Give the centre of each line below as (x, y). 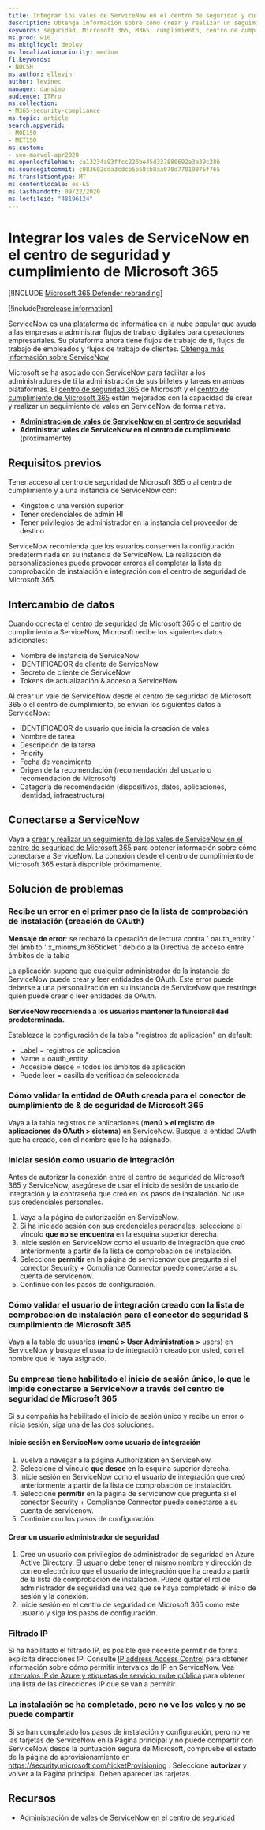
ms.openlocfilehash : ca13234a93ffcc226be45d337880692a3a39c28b (114, 163)
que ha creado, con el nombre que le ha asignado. (90, 1139)
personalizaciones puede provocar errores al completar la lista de (115, 563)
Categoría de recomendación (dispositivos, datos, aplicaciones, (123, 787)
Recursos (32, 1799)
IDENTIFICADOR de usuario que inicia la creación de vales (114, 728)
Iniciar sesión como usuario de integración (91, 1159)
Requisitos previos (55, 463)
